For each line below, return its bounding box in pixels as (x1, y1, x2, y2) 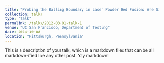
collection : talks (5, 12, 42, 16)
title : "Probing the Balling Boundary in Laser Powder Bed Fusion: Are (5, 7, 154, 12)
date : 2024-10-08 (5, 30, 41, 34)
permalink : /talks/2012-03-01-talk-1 (5, 20, 82, 26)
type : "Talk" (5, 16, 32, 21)
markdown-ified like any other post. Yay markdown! (5, 52, 109, 58)
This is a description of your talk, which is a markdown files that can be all (5, 47, 154, 53)
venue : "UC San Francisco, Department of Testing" (5, 25, 110, 30)
